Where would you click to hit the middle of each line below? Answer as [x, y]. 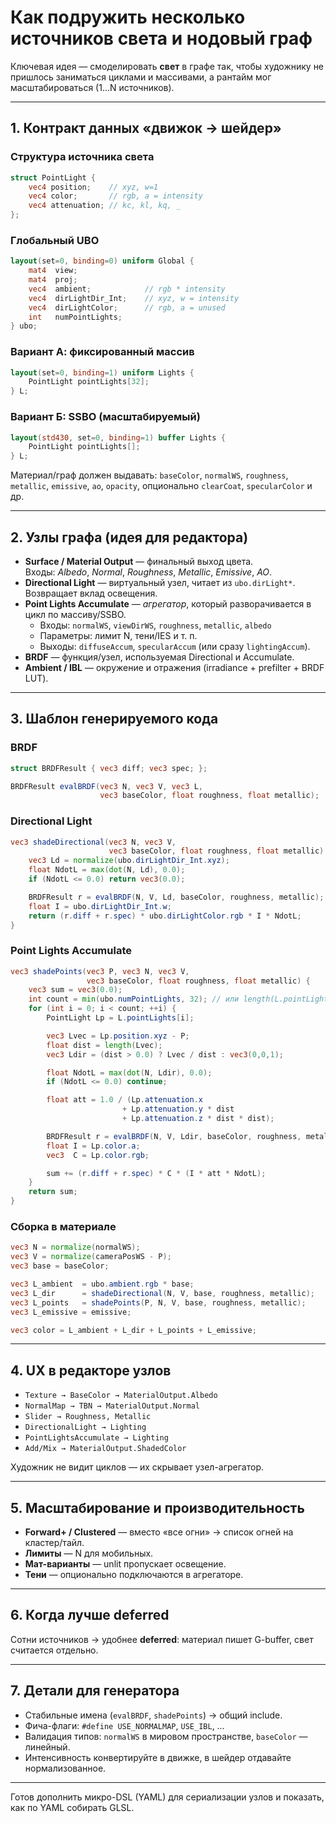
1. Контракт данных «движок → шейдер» [146, 128]
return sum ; [53, 1192]
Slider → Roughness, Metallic [88, 1417]
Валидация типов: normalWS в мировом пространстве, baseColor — [166, 1736]
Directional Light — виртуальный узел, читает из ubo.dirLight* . [160, 582]
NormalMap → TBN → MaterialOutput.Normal [112, 1406]
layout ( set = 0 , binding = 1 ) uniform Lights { [102, 372]
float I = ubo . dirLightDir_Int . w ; [100, 906]
